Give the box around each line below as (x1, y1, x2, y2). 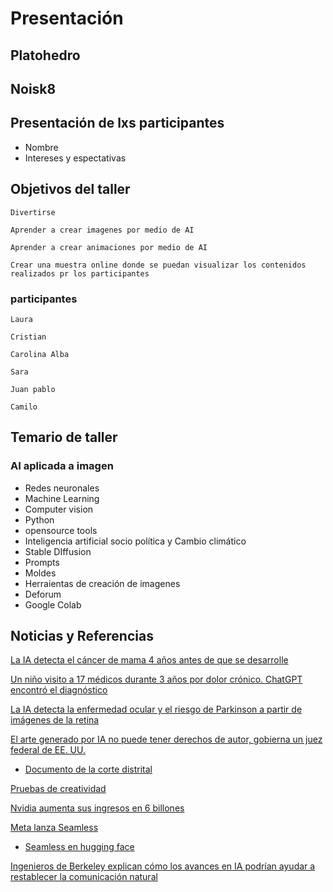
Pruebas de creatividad (10, 783, 107, 795)
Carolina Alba (10, 349, 70, 359)
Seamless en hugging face (24, 841, 135, 853)
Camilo (10, 402, 38, 412)
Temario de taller (10, 429, 118, 446)
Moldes (24, 567, 57, 579)
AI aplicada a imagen (10, 459, 114, 473)
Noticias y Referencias (10, 627, 154, 644)
